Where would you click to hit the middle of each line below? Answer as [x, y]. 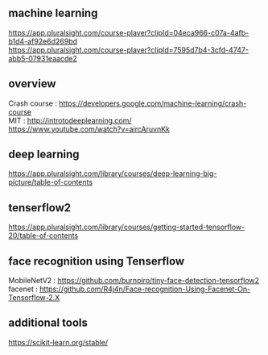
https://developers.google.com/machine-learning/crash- [153, 103]
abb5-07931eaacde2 [43, 58]
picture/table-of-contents [51, 182]
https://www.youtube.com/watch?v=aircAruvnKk [89, 129]
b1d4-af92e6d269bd [43, 41]
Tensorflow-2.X [34, 298]
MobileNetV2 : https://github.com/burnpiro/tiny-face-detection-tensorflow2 [134, 281]
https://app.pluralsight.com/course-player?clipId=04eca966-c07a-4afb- [129, 32]
